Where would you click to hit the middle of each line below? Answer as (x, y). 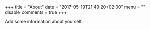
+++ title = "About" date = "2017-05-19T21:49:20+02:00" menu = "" (75, 7)
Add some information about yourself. (44, 22)
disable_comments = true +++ (36, 12)
